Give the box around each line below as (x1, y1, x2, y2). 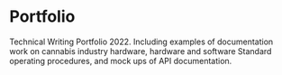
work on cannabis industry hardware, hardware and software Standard (9, 45, 272, 56)
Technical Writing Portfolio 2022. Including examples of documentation (9, 36, 274, 47)
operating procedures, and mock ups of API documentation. (9, 55, 232, 66)
